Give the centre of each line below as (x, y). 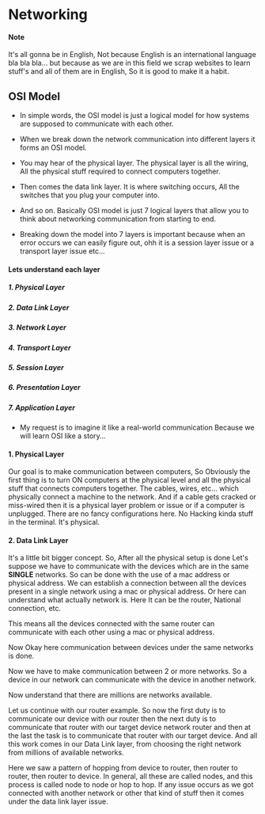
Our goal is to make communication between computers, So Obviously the (129, 472)
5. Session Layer (36, 367)
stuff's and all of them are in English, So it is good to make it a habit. (119, 71)
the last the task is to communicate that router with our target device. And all (133, 736)
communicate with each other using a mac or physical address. (112, 632)
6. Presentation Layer (44, 388)
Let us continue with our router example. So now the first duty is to (117, 710)
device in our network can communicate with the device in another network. (132, 680)
